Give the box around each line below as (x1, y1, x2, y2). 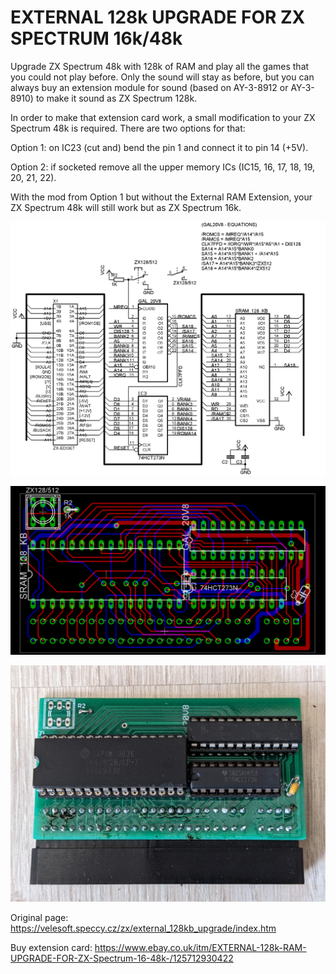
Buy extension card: (10, 942, 93, 954)
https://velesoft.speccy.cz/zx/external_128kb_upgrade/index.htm (10, 922, 277, 935)
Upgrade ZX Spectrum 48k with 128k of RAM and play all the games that (10, 60, 310, 72)
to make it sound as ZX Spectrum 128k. (35, 92, 198, 104)
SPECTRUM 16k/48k (10, 27, 183, 50)
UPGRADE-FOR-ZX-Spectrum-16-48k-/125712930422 (10, 952, 234, 965)
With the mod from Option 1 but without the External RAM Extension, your (10, 191, 313, 203)
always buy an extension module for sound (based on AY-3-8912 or (10, 81, 289, 93)
